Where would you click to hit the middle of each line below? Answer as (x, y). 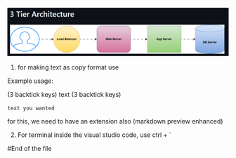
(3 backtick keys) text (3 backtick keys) (64, 95)
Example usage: (31, 81)
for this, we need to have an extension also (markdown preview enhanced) (115, 121)
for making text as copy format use (68, 67)
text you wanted (31, 108)
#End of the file (29, 149)
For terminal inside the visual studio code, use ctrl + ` (94, 135)
